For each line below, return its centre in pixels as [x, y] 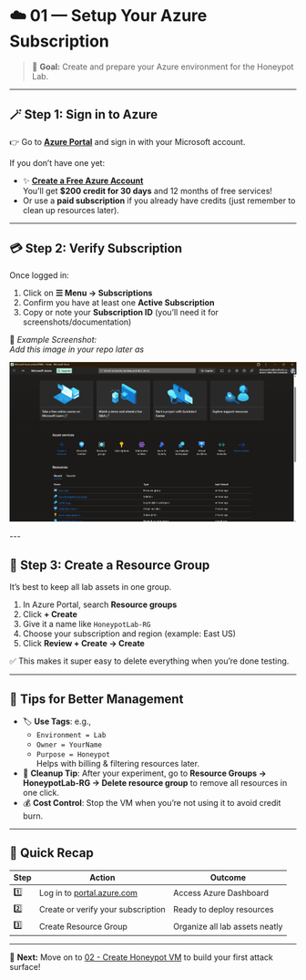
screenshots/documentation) [77, 322]
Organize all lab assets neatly [228, 926]
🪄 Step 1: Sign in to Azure [84, 114]
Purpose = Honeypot [73, 755]
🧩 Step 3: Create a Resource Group [110, 565]
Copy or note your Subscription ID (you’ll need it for [120, 312]
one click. [41, 793]
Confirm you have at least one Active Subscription [118, 302]
